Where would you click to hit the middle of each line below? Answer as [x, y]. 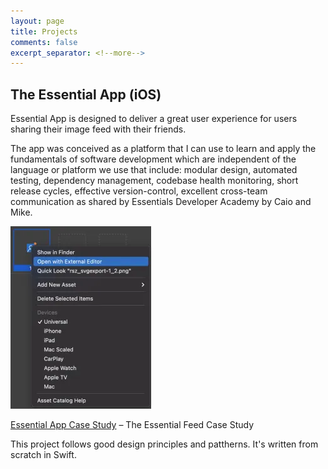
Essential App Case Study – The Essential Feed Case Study [132, 425]
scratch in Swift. [43, 455]
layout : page [37, 21]
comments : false [44, 42]
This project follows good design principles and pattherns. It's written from [164, 444]
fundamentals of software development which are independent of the [153, 159]
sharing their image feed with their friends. [98, 129]
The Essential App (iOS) [86, 94]
